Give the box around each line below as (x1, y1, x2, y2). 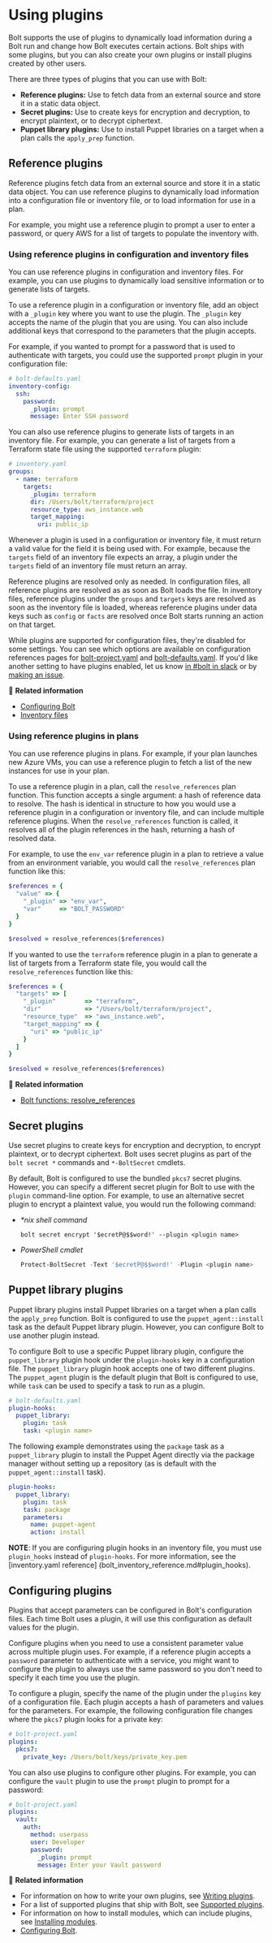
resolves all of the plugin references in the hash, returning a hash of (8, 825, 235, 835)
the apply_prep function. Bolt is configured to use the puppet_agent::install (8, 1313, 264, 1323)
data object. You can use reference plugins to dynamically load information (8, 187, 260, 196)
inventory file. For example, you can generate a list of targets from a (8, 436, 235, 446)
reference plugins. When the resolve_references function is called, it (8, 816, 239, 826)
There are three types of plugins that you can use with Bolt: (8, 74, 207, 84)
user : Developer (29, 1837, 85, 1846)
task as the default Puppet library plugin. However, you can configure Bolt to (8, 1322, 264, 1332)
